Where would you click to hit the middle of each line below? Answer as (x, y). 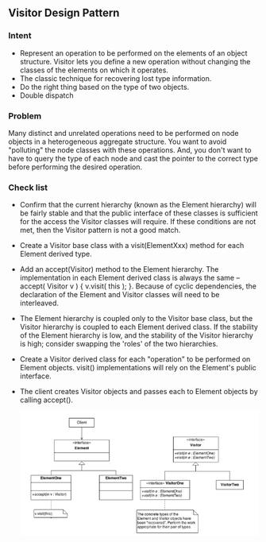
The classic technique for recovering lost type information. (116, 78)
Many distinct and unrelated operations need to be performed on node (123, 133)
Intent (20, 36)
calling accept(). (46, 400)
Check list (28, 188)
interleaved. (39, 303)
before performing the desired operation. (75, 167)
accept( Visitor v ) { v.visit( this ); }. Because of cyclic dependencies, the (138, 286)
